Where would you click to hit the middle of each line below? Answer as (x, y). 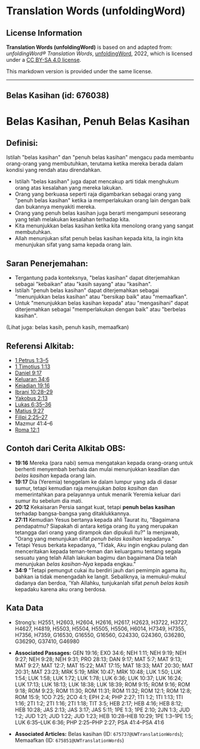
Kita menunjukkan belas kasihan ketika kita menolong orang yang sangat (104, 226)
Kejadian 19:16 (32, 386)
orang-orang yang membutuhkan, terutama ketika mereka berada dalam (95, 164)
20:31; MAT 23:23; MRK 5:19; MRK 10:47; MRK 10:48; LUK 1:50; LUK (98, 672)
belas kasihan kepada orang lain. (55, 475)
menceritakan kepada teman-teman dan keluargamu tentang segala (98, 551)
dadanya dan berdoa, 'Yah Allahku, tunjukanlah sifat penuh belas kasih (101, 583)
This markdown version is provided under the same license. (79, 71)
